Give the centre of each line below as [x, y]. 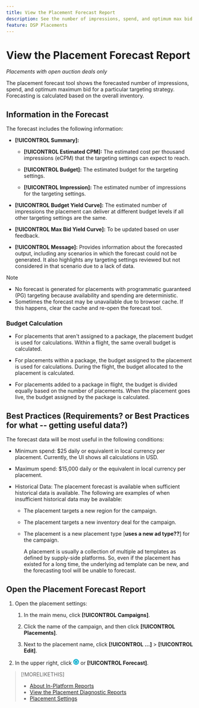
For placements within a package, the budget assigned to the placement [103, 361]
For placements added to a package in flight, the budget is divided [96, 385]
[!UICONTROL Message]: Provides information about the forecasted [99, 247]
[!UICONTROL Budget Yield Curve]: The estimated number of [91, 206]
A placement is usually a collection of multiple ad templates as [100, 552]
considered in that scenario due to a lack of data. [75, 266]
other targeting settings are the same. [61, 218]
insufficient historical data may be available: [69, 500]
